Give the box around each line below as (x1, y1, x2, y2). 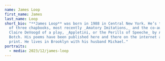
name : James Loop (4, 7, 40, 12)
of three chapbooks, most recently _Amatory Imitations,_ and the (9, 26, 148, 30)
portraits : (4, 44, 27, 49)
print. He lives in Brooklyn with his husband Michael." (9, 39, 129, 44)
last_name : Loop (4, 16, 38, 21)
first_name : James (4, 12, 42, 17)
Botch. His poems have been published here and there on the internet (9, 35, 157, 40)
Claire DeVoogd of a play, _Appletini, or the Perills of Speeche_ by (9, 30, 157, 35)
